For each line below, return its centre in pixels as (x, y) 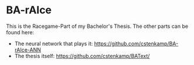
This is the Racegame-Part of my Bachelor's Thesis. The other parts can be (97, 26)
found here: (20, 32)
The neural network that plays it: (54, 44)
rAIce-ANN (28, 49)
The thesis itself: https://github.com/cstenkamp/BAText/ (82, 56)
